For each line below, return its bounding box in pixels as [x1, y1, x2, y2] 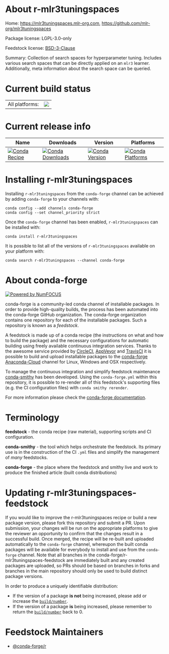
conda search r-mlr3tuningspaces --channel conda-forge [5, 258, 125, 263]
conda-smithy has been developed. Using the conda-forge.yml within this [5, 374, 157, 380]
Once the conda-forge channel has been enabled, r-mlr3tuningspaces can [5, 219, 158, 225]
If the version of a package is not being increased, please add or [12, 593, 147, 599]
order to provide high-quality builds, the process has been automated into [5, 306, 158, 312]
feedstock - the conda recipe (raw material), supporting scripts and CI [5, 429, 152, 435]
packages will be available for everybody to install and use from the [5, 546, 145, 552]
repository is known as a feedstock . [5, 322, 79, 328]
